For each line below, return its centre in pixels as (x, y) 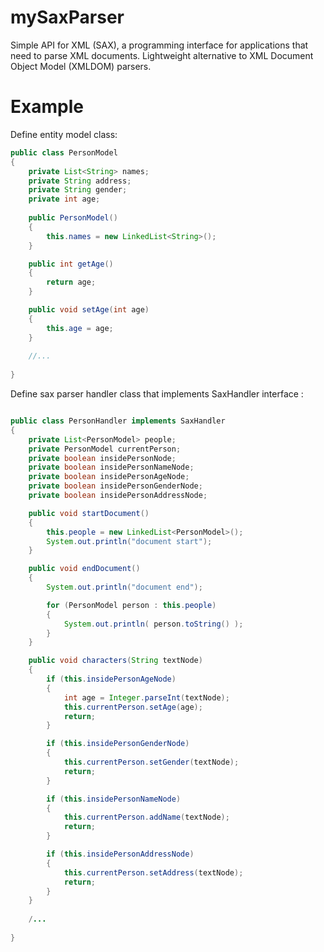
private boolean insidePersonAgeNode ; (109, 477)
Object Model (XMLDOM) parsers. (81, 66)
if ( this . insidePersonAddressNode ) (120, 854)
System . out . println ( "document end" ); (124, 587)
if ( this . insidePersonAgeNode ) (111, 679)
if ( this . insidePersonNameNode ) (114, 799)
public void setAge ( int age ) (89, 310)
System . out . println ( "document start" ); (129, 541)
